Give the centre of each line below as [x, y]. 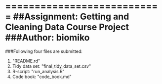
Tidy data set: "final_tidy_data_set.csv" [52, 66]
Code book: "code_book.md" [42, 77]
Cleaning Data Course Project [67, 27]
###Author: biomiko [47, 38]
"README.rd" [26, 61]
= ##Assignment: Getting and [67, 17]
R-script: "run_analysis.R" [39, 71]
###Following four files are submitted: [44, 51]
